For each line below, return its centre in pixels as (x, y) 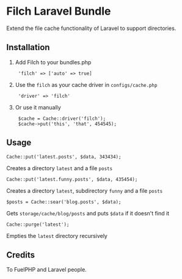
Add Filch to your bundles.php (53, 62)
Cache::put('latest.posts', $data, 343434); (64, 157)
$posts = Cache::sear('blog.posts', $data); (64, 202)
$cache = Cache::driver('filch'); (62, 118)
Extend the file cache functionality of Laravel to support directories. (91, 28)
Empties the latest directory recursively (57, 236)
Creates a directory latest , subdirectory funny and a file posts (85, 190)
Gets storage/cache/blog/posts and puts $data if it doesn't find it (88, 213)
